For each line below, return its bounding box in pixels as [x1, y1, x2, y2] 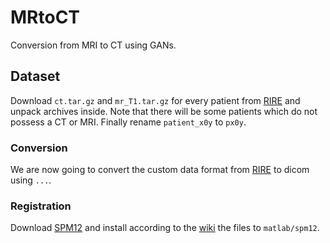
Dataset [10, 68, 61, 85]
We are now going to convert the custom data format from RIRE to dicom [10, 164, 310, 176]
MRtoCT [10, 6, 81, 29]
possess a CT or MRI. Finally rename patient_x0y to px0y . [10, 116, 247, 128]
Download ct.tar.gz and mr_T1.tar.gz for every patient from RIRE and [10, 94, 301, 106]
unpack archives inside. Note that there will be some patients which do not [10, 105, 318, 117]
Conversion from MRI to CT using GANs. [10, 39, 177, 51]
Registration [10, 199, 72, 213]
